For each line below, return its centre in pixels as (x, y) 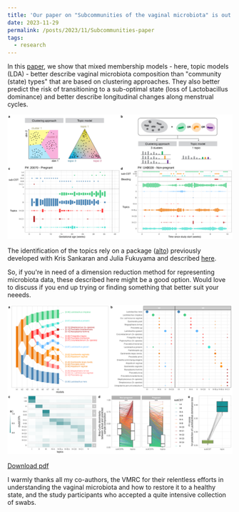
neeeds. (19, 295)
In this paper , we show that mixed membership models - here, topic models (118, 66)
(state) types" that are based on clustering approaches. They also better (113, 81)
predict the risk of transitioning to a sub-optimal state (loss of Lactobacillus (118, 89)
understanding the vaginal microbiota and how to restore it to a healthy (112, 487)
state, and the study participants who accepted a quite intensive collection (117, 495)
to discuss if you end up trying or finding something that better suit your (113, 287)
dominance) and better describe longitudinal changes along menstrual (111, 97)
